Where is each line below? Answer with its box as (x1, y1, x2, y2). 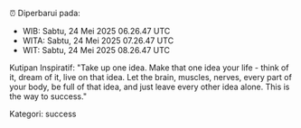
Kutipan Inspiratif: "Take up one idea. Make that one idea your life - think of (9, 62, 289, 73)
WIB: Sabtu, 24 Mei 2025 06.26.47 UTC (22, 26, 171, 36)
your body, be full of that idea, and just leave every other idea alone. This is (9, 81, 290, 92)
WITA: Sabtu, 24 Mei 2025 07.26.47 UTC (22, 35, 174, 46)
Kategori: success (9, 108, 77, 119)
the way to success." (9, 91, 88, 102)
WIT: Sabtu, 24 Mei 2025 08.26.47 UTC (22, 45, 170, 55)
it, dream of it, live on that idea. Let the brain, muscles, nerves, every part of (9, 72, 292, 82)
